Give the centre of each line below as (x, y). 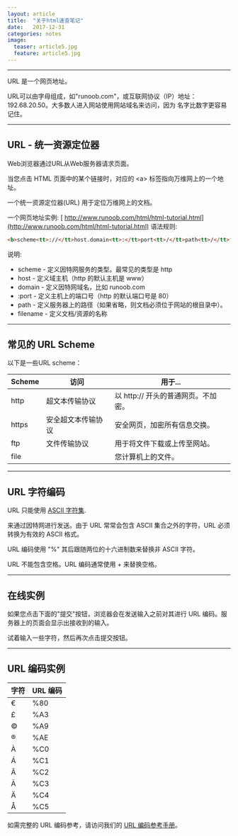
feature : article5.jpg (47, 54)
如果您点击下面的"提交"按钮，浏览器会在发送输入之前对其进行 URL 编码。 (114, 614)
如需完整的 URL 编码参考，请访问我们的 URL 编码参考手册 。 (95, 825)
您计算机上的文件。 (147, 457)
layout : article (31, 14)
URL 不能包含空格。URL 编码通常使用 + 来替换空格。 (84, 565)
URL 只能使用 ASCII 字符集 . (47, 510)
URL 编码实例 (36, 669)
